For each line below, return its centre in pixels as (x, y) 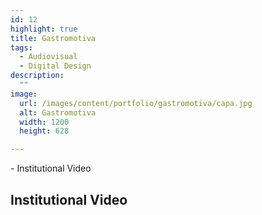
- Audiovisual (48, 57)
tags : (21, 47)
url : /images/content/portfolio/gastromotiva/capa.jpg (136, 103)
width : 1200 (44, 122)
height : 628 (44, 131)
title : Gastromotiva (53, 38)
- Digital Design (55, 66)
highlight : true (44, 29)
